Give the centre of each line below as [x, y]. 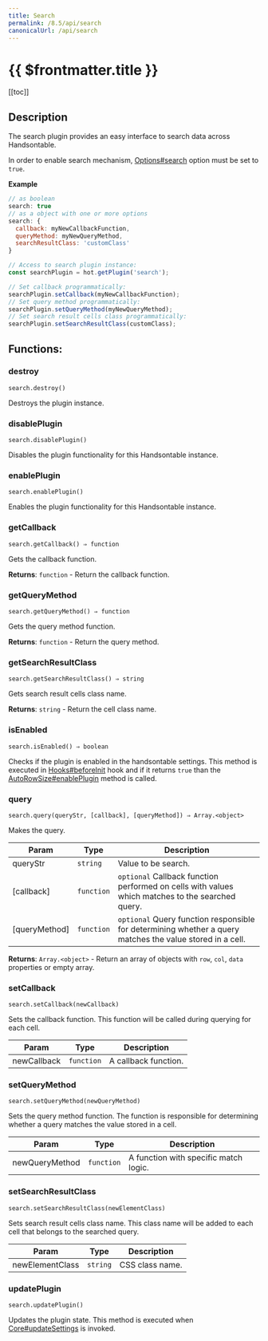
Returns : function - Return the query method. [84, 642]
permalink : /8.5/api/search [55, 23]
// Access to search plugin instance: [73, 265]
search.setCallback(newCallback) [64, 1005]
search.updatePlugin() [46, 1305]
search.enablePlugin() [46, 492]
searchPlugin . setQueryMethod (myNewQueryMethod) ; [91, 309]
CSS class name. [151, 1264]
